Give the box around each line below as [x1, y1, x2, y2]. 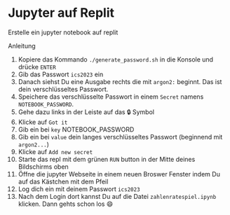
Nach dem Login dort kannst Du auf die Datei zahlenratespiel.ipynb [18, 192, 217, 200]
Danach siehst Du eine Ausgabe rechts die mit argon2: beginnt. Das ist [18, 77, 222, 85]
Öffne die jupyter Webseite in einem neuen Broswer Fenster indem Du [18, 169, 220, 178]
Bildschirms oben [18, 162, 69, 171]
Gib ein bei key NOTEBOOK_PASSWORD [18, 125, 135, 134]
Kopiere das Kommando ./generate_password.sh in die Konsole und [18, 55, 213, 64]
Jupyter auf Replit [8, 5, 115, 21]
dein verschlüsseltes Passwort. [18, 85, 109, 93]
